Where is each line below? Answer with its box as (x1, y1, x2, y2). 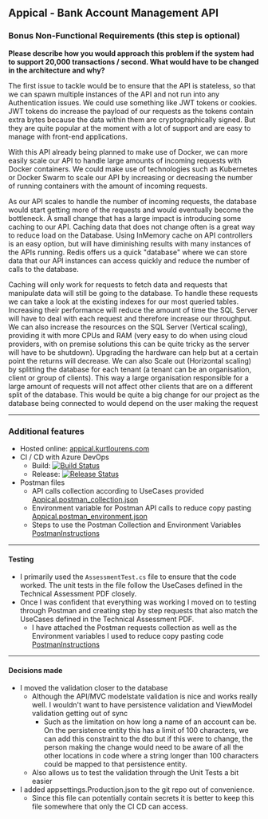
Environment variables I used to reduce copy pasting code (31, 632, 224, 641)
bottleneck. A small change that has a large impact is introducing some (8, 213, 242, 222)
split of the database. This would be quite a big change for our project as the (8, 390, 260, 400)
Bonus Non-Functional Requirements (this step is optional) (8, 30, 241, 41)
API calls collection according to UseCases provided (31, 486, 204, 495)
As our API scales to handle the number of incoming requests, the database (8, 196, 257, 206)
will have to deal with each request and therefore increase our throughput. (8, 313, 253, 323)
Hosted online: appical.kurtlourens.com (19, 443, 150, 453)
